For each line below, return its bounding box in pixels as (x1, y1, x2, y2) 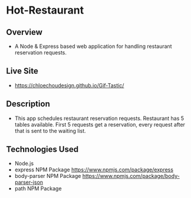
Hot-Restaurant (6, 4, 84, 17)
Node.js (14, 160, 34, 167)
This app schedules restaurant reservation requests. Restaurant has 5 (14, 115, 185, 122)
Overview (6, 27, 43, 37)
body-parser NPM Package (14, 173, 81, 180)
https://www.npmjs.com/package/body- (82, 173, 180, 180)
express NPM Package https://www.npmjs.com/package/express (14, 166, 174, 173)
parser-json (14, 178, 43, 186)
